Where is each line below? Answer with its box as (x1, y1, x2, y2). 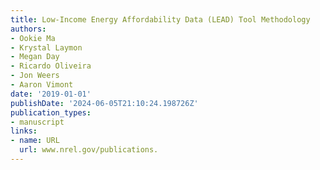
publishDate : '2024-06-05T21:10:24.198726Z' (10, 98, 199, 108)
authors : (10, 24, 47, 34)
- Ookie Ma (10, 33, 56, 43)
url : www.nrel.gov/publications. (19, 145, 159, 155)
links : (10, 126, 38, 136)
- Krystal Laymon (10, 42, 83, 53)
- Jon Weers (10, 71, 60, 81)
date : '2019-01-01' (10, 89, 92, 99)
